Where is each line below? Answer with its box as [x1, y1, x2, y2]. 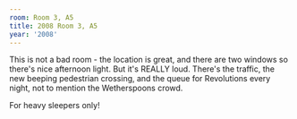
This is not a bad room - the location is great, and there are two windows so [9, 55, 289, 65]
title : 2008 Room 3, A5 [9, 21, 98, 30]
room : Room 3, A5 [9, 13, 74, 22]
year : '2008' [9, 30, 58, 38]
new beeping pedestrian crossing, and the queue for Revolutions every [9, 73, 271, 84]
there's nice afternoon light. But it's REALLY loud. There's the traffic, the [9, 64, 276, 74]
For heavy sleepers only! [9, 100, 100, 111]
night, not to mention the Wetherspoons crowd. [9, 82, 183, 94]
